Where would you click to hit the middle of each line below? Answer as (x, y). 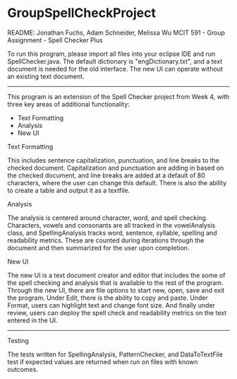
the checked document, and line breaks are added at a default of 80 (107, 175)
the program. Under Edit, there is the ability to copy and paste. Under (108, 298)
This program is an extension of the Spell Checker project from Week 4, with (119, 96)
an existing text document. (46, 76)
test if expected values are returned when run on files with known (103, 361)
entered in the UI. (32, 320)
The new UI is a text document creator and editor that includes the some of (116, 275)
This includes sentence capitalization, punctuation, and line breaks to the (114, 160)
